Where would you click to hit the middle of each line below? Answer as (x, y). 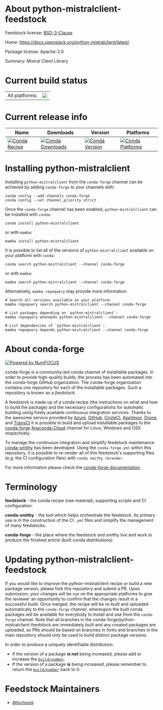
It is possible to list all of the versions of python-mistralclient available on (80, 250)
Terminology (31, 487)
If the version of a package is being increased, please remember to (79, 664)
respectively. (18, 433)
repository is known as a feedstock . (41, 393)
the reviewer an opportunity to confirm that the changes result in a (72, 599)
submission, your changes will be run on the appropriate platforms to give (79, 593)
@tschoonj (23, 702)
